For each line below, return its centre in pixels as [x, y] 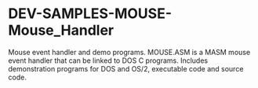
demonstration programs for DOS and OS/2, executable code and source [126, 68]
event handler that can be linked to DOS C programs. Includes [108, 60]
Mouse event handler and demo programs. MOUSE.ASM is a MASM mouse [129, 52]
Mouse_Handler [61, 30]
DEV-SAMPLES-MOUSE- [90, 14]
